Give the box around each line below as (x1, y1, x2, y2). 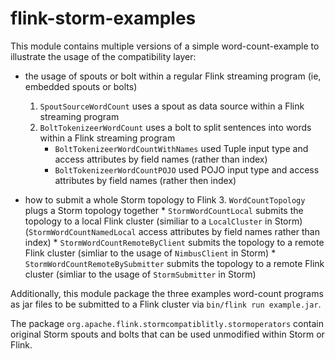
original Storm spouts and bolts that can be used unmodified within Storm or (10, 328, 325, 340)
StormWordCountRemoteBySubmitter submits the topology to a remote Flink (24, 257, 325, 269)
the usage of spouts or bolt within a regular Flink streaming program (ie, (24, 70, 322, 82)
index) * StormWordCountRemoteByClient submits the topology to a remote (24, 236, 325, 248)
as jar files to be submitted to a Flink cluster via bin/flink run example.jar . (10, 298, 322, 310)
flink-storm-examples (10, 7, 197, 30)
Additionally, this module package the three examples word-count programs (10, 287, 324, 299)
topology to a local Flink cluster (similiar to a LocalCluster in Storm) (24, 215, 303, 227)
